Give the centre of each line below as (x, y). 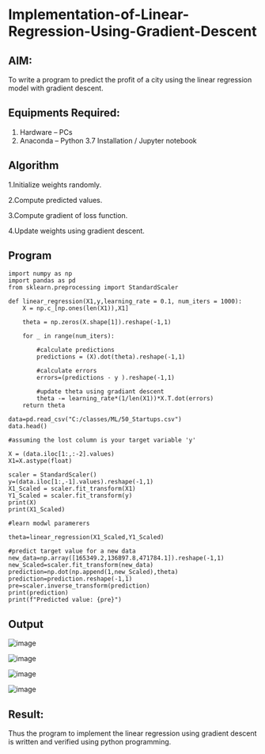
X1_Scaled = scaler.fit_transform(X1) (72, 489)
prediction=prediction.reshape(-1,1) (70, 579)
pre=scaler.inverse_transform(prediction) (79, 586)
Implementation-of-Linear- (99, 15)
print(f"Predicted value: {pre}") (65, 600)
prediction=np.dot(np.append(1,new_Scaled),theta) (93, 572)
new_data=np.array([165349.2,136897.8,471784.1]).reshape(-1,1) (116, 558)
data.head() (28, 427)
